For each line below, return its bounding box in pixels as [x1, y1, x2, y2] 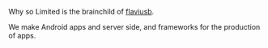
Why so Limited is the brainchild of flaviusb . [8, 7, 155, 16]
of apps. [8, 31, 36, 40]
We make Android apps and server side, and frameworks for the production [8, 22, 261, 31]
